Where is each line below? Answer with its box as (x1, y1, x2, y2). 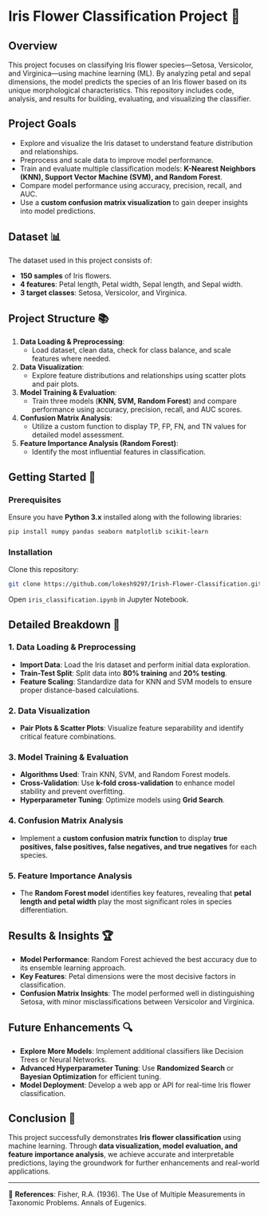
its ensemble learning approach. (19, 963, 126, 972)
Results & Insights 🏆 (8, 929, 114, 943)
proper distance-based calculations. (19, 685, 140, 695)
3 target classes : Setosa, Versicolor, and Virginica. (19, 287, 187, 298)
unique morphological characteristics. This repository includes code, (8, 85, 235, 95)
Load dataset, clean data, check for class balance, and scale (31, 345, 231, 355)
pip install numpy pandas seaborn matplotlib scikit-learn (8, 528, 209, 536)
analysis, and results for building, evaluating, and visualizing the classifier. (8, 94, 251, 103)
